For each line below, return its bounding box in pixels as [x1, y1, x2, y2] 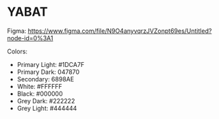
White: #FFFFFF [16, 82, 63, 90]
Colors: [7, 47, 28, 55]
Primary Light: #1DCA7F [16, 60, 85, 68]
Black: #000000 [16, 90, 63, 98]
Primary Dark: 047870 [16, 68, 80, 76]
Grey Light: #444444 [16, 104, 77, 112]
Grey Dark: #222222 [16, 96, 75, 105]
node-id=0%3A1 [7, 34, 53, 42]
